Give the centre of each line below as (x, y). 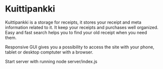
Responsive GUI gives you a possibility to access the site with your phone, (80, 47)
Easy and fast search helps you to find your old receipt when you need (76, 32)
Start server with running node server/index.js (51, 61)
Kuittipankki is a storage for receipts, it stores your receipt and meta (73, 22)
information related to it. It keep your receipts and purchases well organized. (82, 27)
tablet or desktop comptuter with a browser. (49, 52)
